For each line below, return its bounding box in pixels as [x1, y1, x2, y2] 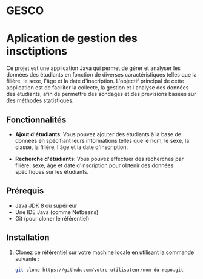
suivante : [15, 255, 40, 262]
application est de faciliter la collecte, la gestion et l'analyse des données [6, 84, 189, 91]
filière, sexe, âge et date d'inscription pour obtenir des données [15, 162, 174, 169]
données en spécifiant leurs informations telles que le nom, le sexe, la [15, 137, 190, 144]
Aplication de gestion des [6, 32, 138, 46]
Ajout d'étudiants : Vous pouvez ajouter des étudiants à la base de [15, 130, 182, 137]
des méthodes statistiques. [6, 97, 74, 104]
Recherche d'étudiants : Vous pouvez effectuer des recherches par [15, 155, 184, 162]
